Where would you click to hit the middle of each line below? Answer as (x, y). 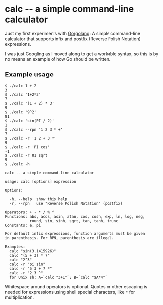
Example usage (29, 75)
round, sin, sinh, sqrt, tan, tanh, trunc (74, 221)
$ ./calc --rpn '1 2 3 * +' (34, 129)
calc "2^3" (21, 260)
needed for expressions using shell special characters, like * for (70, 292)
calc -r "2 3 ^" (26, 273)
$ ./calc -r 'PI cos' (27, 147)
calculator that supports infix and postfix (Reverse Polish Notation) (73, 39)
